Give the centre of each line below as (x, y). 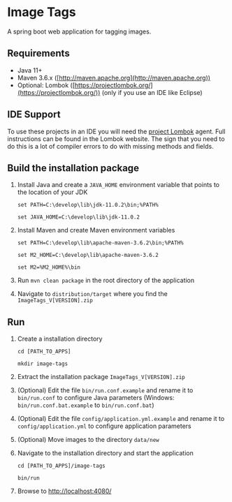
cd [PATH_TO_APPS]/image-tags (61, 466)
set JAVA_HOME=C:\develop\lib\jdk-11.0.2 (78, 217)
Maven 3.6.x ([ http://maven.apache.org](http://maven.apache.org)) (114, 77)
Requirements (38, 53)
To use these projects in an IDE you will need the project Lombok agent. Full (116, 131)
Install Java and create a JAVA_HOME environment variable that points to (118, 185)
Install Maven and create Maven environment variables (96, 230)
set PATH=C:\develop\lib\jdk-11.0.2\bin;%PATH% (88, 205)
